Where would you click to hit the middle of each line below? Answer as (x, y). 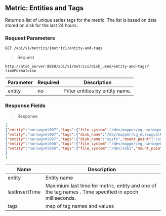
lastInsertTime (24, 192)
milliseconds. (61, 198)
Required (48, 82)
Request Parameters (30, 38)
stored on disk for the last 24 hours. (41, 25)
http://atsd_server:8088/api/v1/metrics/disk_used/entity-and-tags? (77, 67)
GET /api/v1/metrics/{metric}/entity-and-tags (54, 48)
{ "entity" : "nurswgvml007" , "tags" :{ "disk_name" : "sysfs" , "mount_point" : (79, 139)
